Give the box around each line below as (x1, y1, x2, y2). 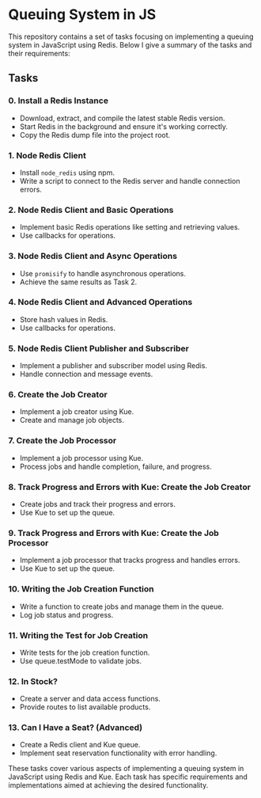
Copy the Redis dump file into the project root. (19, 130, 171, 139)
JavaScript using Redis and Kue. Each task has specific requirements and (8, 772, 248, 781)
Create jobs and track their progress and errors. (19, 500, 176, 508)
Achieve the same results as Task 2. (19, 277, 138, 287)
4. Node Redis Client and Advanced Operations (8, 297, 193, 308)
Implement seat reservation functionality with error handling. (19, 748, 217, 758)
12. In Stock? (8, 675, 58, 686)
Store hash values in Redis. (19, 314, 108, 324)
